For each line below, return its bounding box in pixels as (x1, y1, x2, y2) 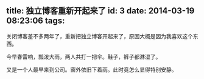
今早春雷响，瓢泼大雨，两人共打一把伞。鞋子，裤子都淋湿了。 (6, 53, 161, 60)
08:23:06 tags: (6, 16, 65, 26)
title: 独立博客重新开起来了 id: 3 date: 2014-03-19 (6, 5, 195, 16)
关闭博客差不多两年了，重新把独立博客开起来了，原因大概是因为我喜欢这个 (6, 32, 193, 39)
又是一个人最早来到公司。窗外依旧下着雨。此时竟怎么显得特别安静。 (6, 66, 177, 73)
